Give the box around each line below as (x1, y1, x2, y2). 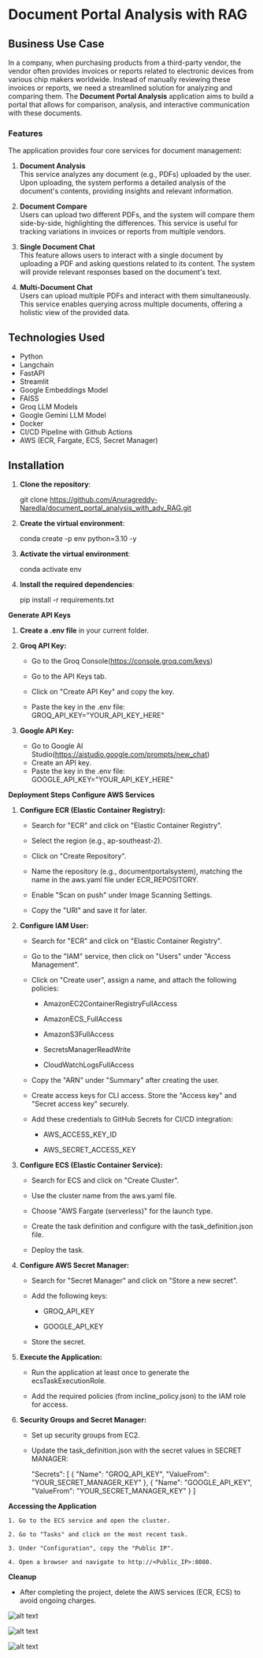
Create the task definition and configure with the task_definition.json (31, 1221, 254, 1231)
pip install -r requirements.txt (19, 595, 114, 604)
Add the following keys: (31, 1291, 108, 1300)
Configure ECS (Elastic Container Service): (19, 1160, 163, 1170)
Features (8, 128, 43, 139)
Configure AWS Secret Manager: (19, 1260, 130, 1269)
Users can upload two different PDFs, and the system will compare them (19, 210, 255, 220)
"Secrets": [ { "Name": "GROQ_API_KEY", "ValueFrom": (31, 1469, 209, 1479)
